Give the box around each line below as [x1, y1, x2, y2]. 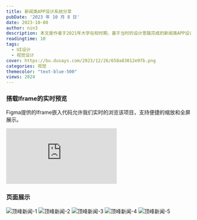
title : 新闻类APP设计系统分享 [6, 8, 72, 15]
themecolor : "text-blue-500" [6, 69, 77, 75]
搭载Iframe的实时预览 [6, 94, 67, 103]
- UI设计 [11, 47, 31, 53]
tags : [6, 42, 19, 48]
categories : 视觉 [6, 63, 47, 69]
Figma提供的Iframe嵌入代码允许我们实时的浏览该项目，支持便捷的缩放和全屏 [6, 109, 191, 116]
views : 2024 [6, 74, 35, 80]
